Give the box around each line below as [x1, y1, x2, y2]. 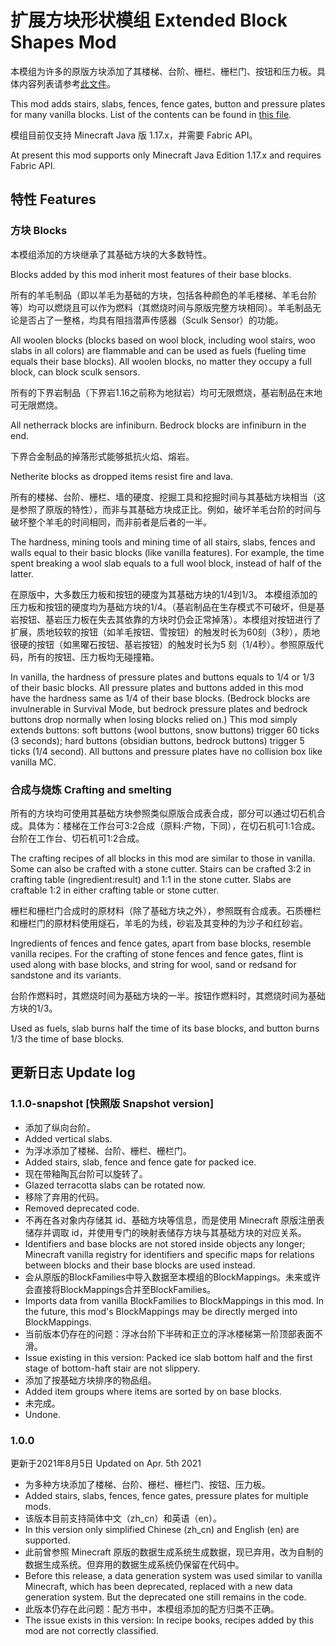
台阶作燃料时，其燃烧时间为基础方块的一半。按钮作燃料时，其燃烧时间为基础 [10, 989, 326, 1001]
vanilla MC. [10, 756, 57, 768]
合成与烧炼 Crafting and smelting [10, 782, 172, 796]
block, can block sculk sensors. [10, 366, 141, 378]
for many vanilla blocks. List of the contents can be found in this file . [10, 108, 292, 120]
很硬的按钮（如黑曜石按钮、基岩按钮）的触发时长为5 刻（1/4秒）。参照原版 [10, 638, 316, 650]
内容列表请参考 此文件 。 [18, 77, 116, 90]
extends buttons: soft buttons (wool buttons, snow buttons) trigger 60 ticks [10, 724, 320, 736]
